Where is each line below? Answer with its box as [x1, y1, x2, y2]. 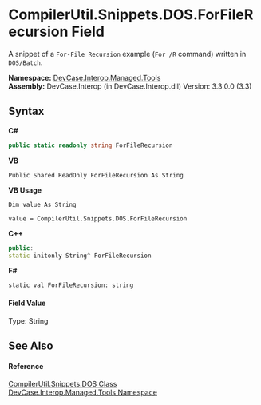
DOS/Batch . [8, 58, 43, 67]
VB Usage [8, 185, 42, 195]
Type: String [8, 316, 49, 325]
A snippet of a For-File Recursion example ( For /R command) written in [8, 49, 247, 58]
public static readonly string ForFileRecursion [8, 141, 173, 149]
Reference [8, 361, 44, 371]
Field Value [8, 298, 46, 308]
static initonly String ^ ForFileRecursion [8, 252, 152, 260]
